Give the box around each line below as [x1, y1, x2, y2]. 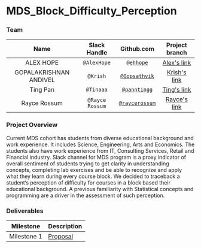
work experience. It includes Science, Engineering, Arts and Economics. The [6, 141, 195, 148]
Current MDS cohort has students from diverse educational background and [6, 134, 194, 141]
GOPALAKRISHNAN [14, 68, 70, 77]
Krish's [166, 68, 187, 77]
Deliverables [6, 207, 44, 215]
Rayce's [165, 95, 188, 104]
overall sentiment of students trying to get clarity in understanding [6, 160, 169, 167]
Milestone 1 [9, 232, 43, 241]
